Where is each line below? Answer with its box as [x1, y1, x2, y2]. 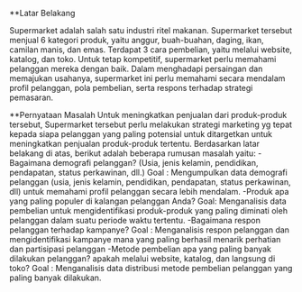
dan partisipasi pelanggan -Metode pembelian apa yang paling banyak [9, 243, 272, 254]
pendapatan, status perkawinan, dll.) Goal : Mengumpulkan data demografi [9, 167, 288, 178]
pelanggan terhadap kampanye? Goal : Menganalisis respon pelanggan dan [9, 224, 290, 235]
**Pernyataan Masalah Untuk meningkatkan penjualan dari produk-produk [9, 110, 288, 120]
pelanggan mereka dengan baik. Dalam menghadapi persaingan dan [9, 63, 263, 74]
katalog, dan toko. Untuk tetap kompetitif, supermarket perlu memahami [9, 54, 277, 64]
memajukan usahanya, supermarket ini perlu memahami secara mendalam [9, 73, 286, 84]
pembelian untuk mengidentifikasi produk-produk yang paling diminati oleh [9, 205, 288, 215]
